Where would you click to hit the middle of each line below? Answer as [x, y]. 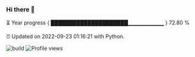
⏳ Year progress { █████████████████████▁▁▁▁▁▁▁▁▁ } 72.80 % [98, 23]
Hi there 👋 [21, 9]
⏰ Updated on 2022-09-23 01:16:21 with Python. [65, 37]
